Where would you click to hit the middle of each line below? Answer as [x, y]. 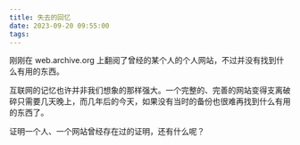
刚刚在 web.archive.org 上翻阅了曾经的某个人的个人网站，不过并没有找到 [143, 60]
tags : [19, 34]
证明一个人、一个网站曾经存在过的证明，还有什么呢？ [107, 132]
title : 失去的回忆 [40, 17]
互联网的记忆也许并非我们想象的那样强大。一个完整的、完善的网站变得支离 [146, 91]
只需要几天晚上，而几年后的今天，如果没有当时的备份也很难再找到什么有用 [154, 101]
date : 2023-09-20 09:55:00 [59, 26]
